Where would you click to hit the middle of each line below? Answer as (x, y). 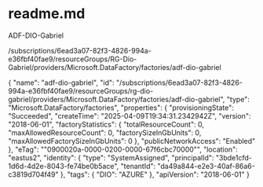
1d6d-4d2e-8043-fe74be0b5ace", (64, 166)
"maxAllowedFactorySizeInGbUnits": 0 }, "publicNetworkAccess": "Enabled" (132, 141)
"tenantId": (138, 166)
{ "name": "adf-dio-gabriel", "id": (62, 82)
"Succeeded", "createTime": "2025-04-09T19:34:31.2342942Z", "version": (130, 115)
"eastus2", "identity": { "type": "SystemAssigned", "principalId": (111, 157)
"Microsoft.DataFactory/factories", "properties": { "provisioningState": (121, 108)
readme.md (47, 14)
